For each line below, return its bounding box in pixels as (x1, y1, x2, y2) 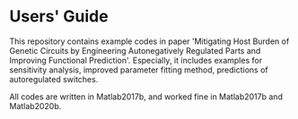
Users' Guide (9, 6, 110, 27)
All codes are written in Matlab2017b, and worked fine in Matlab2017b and (9, 91, 283, 102)
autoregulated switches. (9, 73, 99, 84)
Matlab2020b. (9, 100, 62, 111)
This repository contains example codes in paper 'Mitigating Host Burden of (9, 36, 290, 47)
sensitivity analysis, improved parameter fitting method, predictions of (9, 64, 268, 75)
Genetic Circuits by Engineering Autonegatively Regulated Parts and (9, 45, 261, 55)
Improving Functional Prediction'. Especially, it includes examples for (9, 55, 263, 65)
